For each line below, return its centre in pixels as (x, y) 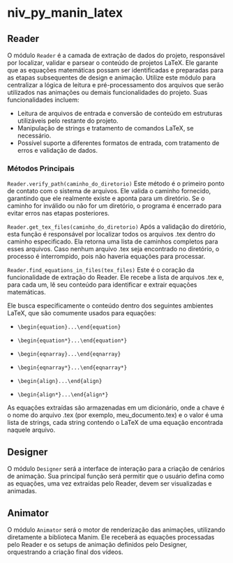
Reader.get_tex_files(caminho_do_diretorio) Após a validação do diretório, (117, 227)
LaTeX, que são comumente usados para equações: (82, 313)
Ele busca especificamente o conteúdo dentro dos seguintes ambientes (111, 306)
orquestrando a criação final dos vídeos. (65, 552)
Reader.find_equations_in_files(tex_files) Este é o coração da (101, 270)
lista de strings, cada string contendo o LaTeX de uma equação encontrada (115, 423)
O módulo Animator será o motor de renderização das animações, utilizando (116, 530)
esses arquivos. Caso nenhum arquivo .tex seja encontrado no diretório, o (113, 249)
